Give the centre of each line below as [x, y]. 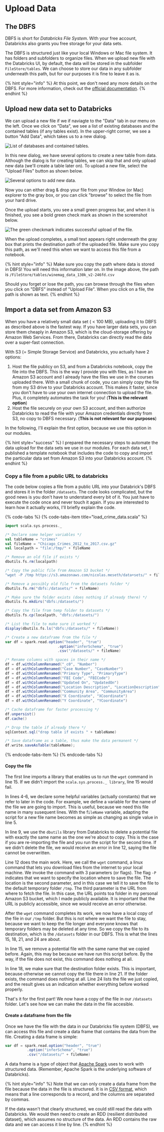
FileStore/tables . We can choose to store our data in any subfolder [73, 68]
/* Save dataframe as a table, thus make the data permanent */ [72, 741]
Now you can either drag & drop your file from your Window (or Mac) [74, 190]
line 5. [11, 822]
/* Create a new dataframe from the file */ [51, 637]
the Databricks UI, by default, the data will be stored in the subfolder [74, 63]
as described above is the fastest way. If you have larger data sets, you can [81, 327]
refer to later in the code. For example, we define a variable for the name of [81, 802]
